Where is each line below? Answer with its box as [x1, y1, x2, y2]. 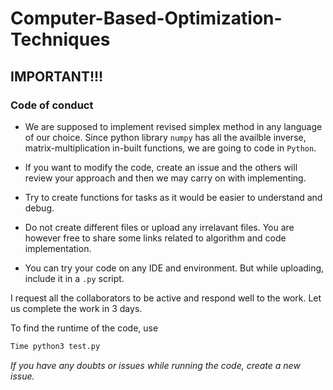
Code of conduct [10, 98, 94, 112]
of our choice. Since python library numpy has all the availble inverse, [24, 131, 307, 143]
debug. [24, 202, 55, 214]
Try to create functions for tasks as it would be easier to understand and [24, 191, 323, 203]
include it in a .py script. [24, 272, 125, 284]
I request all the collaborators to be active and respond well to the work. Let [10, 292, 322, 304]
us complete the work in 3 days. [10, 302, 143, 314]
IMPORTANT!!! [10, 68, 104, 85]
